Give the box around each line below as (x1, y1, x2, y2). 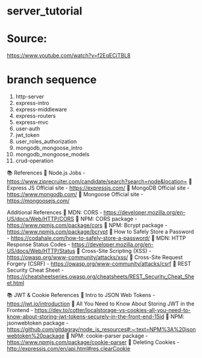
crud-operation (15, 157, 54, 164)
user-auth (15, 125, 40, 132)
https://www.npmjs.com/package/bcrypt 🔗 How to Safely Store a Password (7, 228, 194, 235)
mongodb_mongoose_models (15, 151, 90, 158)
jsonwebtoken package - (7, 319, 69, 327)
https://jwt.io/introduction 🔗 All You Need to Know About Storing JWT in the (7, 300, 195, 307)
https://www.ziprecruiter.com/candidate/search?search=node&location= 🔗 (7, 178, 192, 185)
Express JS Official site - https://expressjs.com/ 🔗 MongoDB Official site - (7, 184, 190, 191)
